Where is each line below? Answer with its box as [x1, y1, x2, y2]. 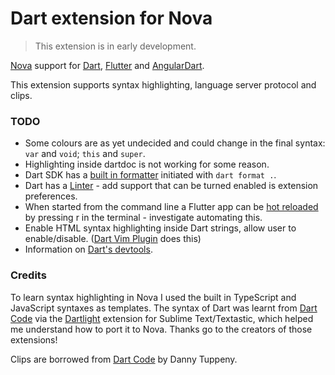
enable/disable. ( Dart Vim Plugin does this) [24, 233, 202, 245]
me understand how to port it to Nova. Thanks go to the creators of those [10, 323, 313, 335]
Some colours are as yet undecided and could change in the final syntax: [24, 137, 326, 149]
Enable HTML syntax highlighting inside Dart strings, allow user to [24, 222, 297, 234]
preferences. [24, 190, 78, 202]
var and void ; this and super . [24, 148, 146, 160]
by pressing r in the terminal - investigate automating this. [24, 212, 263, 224]
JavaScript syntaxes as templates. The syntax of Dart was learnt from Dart [10, 302, 318, 314]
